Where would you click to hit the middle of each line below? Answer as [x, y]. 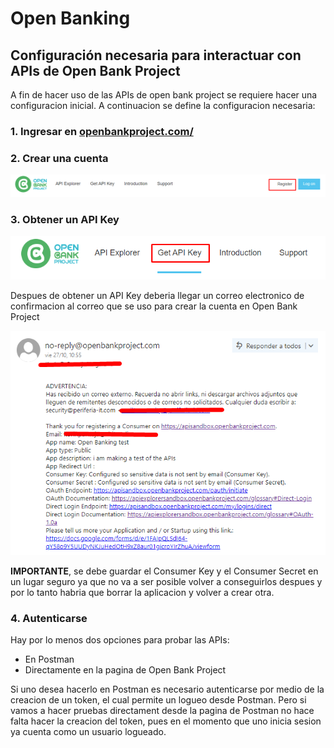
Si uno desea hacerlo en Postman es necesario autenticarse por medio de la [167, 689]
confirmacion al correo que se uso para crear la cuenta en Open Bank [154, 306]
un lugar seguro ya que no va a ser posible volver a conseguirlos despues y [166, 582]
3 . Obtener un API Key [65, 219]
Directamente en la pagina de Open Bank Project [125, 670]
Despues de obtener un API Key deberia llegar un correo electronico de [157, 295]
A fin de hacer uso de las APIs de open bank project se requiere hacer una [164, 95]
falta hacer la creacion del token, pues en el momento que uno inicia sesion [166, 721]
